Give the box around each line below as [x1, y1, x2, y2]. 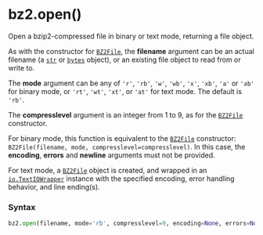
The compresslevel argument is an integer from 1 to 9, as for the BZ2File [8, 110, 243, 119]
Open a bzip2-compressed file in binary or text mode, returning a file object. [8, 31, 254, 41]
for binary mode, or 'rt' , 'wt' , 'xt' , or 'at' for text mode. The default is [8, 86, 243, 96]
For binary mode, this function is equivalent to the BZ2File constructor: [8, 133, 236, 143]
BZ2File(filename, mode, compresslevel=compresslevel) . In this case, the [8, 142, 246, 151]
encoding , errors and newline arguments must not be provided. [8, 150, 215, 160]
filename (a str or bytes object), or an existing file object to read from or [8, 55, 241, 64]
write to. [8, 63, 35, 72]
